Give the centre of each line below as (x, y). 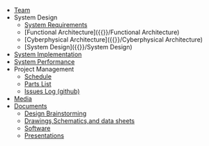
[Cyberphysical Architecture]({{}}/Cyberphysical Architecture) (114, 40)
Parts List (38, 84)
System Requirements (56, 25)
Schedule (38, 76)
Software (37, 128)
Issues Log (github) (52, 91)
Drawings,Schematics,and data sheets (79, 121)
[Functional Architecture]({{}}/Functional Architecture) (102, 32)
